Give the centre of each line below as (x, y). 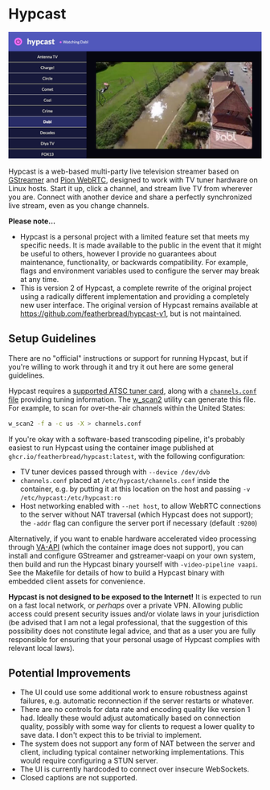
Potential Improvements (70, 673)
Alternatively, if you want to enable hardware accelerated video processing (133, 538)
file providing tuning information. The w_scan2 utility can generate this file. (132, 399)
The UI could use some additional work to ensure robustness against (134, 693)
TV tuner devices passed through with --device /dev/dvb (115, 472)
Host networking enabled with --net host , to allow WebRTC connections (140, 506)
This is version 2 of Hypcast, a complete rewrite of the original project (135, 288)
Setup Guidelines (52, 339)
